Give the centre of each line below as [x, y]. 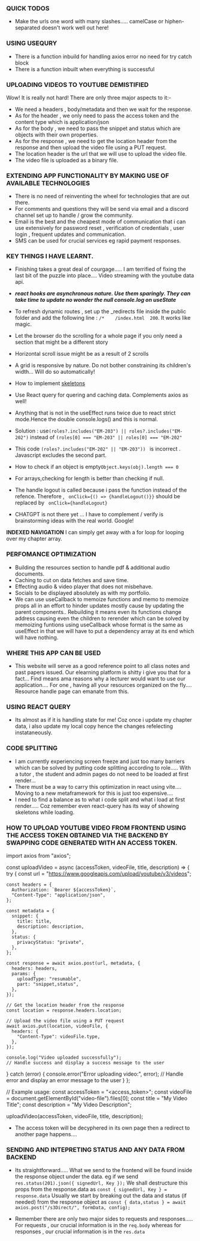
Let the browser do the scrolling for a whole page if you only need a [99, 336]
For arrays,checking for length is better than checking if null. [90, 479]
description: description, [51, 927]
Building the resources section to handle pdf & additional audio [92, 567]
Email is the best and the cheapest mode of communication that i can [100, 222]
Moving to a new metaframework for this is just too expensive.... [94, 793]
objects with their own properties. [56, 134]
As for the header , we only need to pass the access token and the [97, 116]
